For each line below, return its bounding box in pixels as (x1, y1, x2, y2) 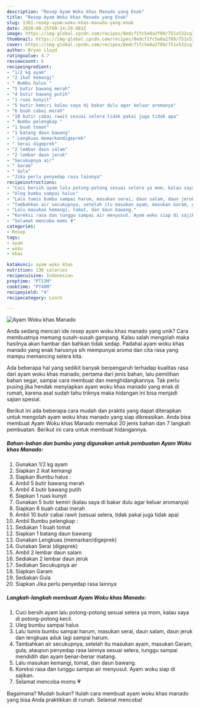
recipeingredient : (6, 63, 52, 70)
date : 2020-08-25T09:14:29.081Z (6, 25, 86, 31)
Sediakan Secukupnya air (15, 562, 77, 569)
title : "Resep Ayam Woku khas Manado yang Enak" (6, 14, 129, 20)
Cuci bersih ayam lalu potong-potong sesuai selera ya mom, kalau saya (15, 609, 190, 616)
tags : (6, 235, 20, 240)
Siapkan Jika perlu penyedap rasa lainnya (15, 580, 117, 588)
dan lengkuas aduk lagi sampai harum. (15, 634, 109, 641)
